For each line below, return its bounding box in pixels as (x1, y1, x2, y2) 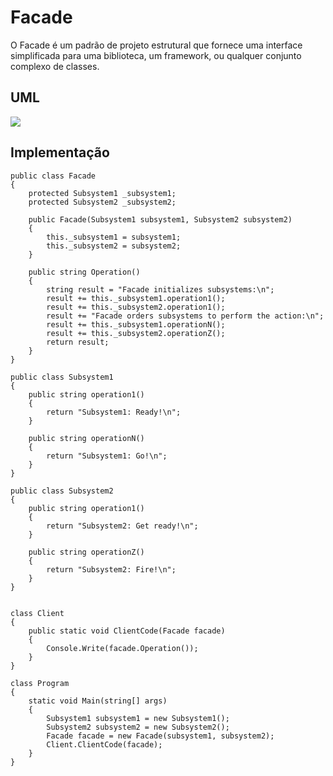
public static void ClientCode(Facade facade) (28, 626, 226, 636)
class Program (10, 678, 70, 688)
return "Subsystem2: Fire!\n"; (46, 564, 177, 575)
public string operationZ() (28, 547, 145, 557)
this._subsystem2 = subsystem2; (46, 241, 182, 251)
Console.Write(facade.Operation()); (46, 643, 199, 653)
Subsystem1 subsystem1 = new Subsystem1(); (46, 713, 230, 723)
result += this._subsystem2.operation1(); (46, 302, 226, 312)
